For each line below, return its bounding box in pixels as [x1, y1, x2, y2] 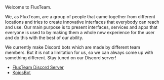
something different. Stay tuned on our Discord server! [5, 55, 117, 61]
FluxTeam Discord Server [12, 64, 64, 70]
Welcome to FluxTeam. [5, 4, 52, 10]
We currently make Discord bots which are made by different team [5, 44, 141, 50]
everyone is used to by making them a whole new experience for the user [5, 30, 155, 35]
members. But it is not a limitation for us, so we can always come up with [5, 49, 154, 55]
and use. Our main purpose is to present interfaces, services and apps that [5, 24, 158, 30]
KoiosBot [12, 70, 31, 76]
